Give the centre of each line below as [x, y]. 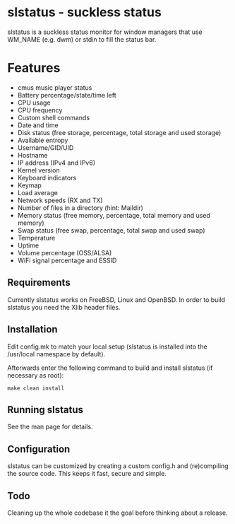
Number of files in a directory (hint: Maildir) [80, 208]
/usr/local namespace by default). [56, 354]
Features [34, 68]
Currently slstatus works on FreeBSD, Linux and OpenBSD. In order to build [116, 299]
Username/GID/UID [46, 147]
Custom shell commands [54, 117]
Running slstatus [45, 410]
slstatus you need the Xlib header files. [64, 307]
